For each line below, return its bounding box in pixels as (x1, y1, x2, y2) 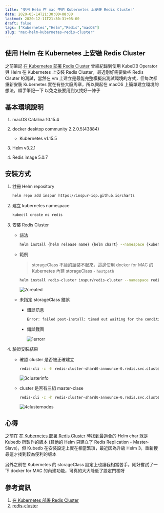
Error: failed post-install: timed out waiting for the (26, 317, 143, 321)
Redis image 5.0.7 (12, 154, 48, 160)
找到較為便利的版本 (18, 451, 57, 457)
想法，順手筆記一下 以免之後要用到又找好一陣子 (5, 87, 101, 93)
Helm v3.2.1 (12, 145, 36, 150)
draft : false (5, 21, 32, 26)
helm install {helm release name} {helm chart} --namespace (19, 242, 144, 247)
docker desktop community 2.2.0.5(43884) (12, 126, 99, 132)
